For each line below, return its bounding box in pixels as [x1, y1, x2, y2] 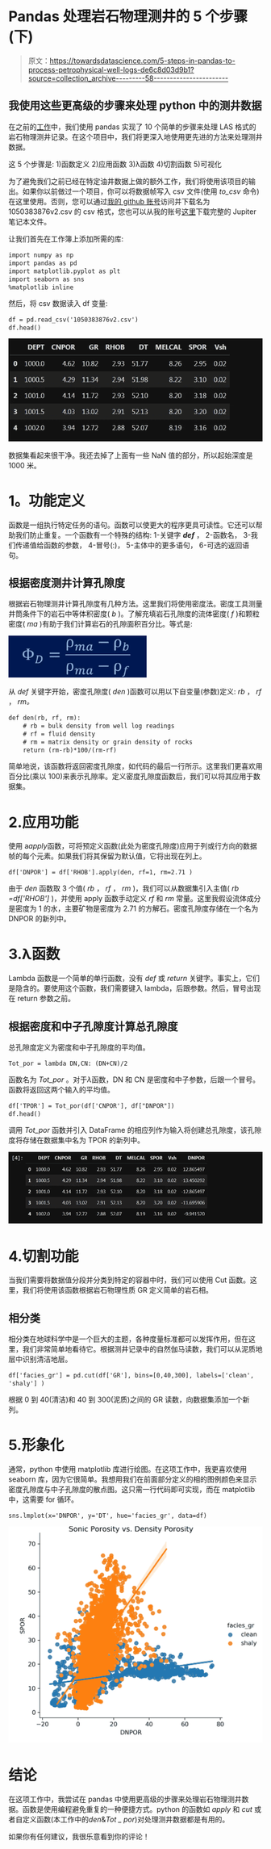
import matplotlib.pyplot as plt [8, 267, 121, 275]
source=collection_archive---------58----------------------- [27, 73, 229, 83]
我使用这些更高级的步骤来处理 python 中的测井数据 [8, 99, 262, 113]
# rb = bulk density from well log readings [23, 722, 175, 731]
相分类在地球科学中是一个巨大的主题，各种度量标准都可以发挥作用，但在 [8, 1334, 248, 1344]
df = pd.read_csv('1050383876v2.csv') [8, 316, 139, 324]
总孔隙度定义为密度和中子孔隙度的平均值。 [8, 1042, 150, 1052]
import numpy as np [8, 251, 74, 259]
